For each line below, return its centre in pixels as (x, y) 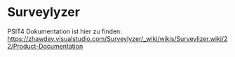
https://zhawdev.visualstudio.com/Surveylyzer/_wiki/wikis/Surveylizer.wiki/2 (117, 38)
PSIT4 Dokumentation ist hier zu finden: (65, 31)
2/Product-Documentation (45, 46)
